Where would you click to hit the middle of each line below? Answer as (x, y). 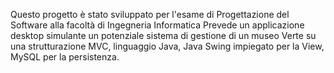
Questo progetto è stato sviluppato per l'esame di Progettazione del (150, 14)
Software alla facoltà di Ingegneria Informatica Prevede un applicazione (157, 25)
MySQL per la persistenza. (65, 57)
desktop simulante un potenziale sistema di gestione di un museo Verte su (163, 35)
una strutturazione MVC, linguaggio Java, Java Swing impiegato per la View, (167, 46)
